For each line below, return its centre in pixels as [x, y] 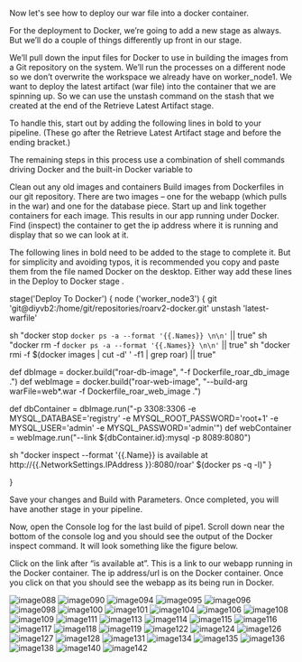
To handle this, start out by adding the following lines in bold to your [135, 123]
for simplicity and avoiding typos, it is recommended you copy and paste [144, 262]
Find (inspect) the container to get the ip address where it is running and [144, 225]
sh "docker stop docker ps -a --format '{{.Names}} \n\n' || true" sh [138, 335]
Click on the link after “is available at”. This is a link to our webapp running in [151, 563]
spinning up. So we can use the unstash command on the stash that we [142, 96]
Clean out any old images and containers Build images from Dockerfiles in [146, 187]
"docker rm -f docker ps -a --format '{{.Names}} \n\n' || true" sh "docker [150, 345]
